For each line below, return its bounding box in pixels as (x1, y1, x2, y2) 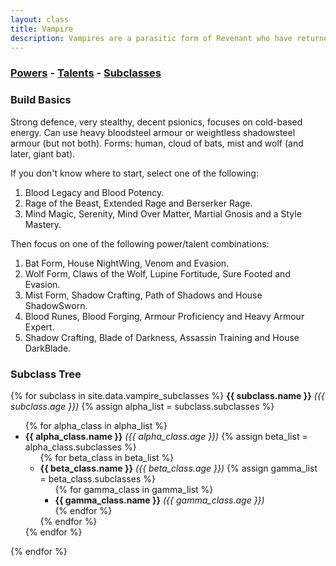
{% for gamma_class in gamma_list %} (54, 483, 214, 495)
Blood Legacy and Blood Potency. (24, 186, 165, 198)
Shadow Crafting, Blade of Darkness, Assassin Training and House (24, 331, 300, 343)
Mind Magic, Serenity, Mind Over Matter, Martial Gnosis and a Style (24, 207, 302, 220)
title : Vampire (10, 24, 74, 34)
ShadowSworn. (24, 299, 88, 311)
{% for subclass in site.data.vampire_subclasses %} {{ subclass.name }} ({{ (10, 389, 325, 401)
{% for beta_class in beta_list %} (39, 451, 175, 463)
